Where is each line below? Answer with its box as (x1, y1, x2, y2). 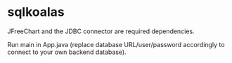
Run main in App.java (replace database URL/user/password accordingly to (7, 40, 225, 48)
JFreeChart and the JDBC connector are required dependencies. (7, 27, 195, 35)
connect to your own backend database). (7, 48, 127, 56)
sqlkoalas (7, 4, 65, 20)
